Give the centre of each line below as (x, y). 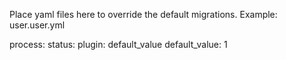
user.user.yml (37, 25)
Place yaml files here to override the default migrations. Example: (143, 14)
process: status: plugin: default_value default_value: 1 (118, 44)
